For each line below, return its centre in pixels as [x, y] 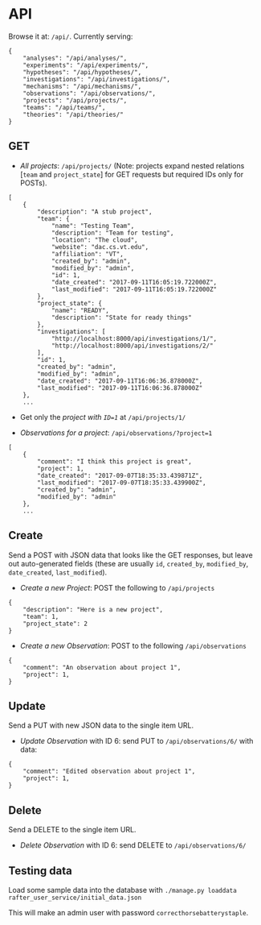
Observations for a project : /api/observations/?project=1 [116, 433]
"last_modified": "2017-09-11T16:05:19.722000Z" [134, 289]
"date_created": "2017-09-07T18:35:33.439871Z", [120, 475]
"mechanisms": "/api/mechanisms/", [82, 86]
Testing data [40, 871]
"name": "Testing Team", [93, 226]
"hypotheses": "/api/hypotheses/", [82, 72]
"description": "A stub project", [95, 212]
